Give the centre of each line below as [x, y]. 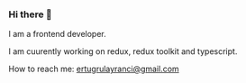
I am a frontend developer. [57, 34]
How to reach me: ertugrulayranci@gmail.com [94, 69]
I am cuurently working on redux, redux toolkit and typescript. [123, 51]
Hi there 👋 [31, 14]
